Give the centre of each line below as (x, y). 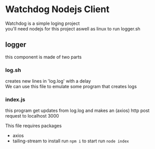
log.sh (13, 70)
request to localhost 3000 (32, 116)
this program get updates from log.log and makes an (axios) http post (77, 110)
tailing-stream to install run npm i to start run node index (71, 141)
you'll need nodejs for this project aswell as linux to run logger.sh (73, 28)
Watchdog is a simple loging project (42, 23)
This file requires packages (34, 126)
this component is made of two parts (43, 57)
